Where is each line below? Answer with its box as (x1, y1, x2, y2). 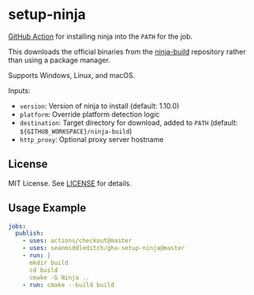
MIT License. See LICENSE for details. (8, 178, 132, 188)
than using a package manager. (8, 55, 110, 65)
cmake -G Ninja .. (28, 274, 90, 282)
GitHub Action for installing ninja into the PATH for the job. (8, 32, 193, 41)
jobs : (8, 222, 26, 230)
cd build (28, 266, 58, 274)
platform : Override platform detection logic (19, 109, 160, 119)
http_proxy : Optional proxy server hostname (19, 134, 164, 144)
